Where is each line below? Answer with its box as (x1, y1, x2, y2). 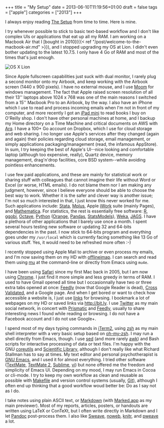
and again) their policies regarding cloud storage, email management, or (5, 136, 151, 142)
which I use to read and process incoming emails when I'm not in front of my (5, 105, 160, 110)
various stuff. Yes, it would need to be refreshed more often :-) (5, 240, 131, 245)
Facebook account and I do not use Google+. (5, 316, 96, 321)
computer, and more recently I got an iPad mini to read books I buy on (5, 110, 146, 116)
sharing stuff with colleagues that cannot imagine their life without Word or (5, 177, 156, 183)
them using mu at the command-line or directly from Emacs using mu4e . (5, 260, 148, 265)
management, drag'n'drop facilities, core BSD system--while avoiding (5, 157, 146, 162)
